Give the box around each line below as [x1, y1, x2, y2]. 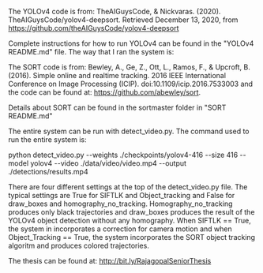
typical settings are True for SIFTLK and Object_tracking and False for [8, 191, 235, 200]
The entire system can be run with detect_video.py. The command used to [8, 126, 250, 136]
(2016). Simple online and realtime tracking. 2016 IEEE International [8, 71, 227, 80]
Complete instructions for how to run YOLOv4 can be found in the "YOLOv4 [8, 39, 254, 48]
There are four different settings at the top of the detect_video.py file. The [8, 182, 248, 192]
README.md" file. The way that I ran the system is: [8, 47, 175, 56]
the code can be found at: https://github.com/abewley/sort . [8, 88, 201, 97]
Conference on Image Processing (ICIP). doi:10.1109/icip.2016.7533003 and [8, 79, 254, 88]
